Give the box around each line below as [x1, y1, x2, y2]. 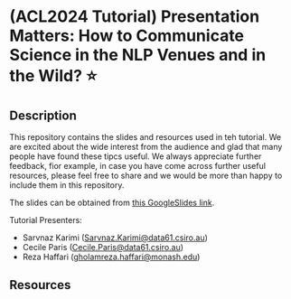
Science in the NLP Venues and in [9, 45, 267, 65]
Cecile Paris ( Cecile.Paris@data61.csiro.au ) [22, 242, 183, 252]
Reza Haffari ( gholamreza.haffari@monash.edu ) [22, 251, 201, 262]
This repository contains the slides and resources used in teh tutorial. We [9, 132, 282, 142]
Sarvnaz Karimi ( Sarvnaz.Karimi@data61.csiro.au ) [22, 232, 208, 243]
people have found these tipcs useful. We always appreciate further [9, 151, 262, 162]
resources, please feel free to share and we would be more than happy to [9, 170, 283, 181]
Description [9, 107, 77, 123]
